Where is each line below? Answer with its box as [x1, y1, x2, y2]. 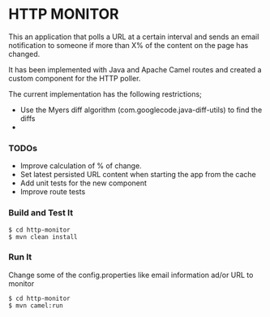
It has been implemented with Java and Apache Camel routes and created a [8, 64, 262, 74]
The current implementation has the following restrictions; [8, 89, 203, 98]
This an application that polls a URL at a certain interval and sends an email [8, 32, 259, 41]
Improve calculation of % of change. [19, 161, 142, 171]
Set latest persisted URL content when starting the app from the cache [19, 170, 257, 180]
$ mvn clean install [8, 232, 79, 241]
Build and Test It [8, 207, 74, 219]
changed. [8, 49, 41, 59]
